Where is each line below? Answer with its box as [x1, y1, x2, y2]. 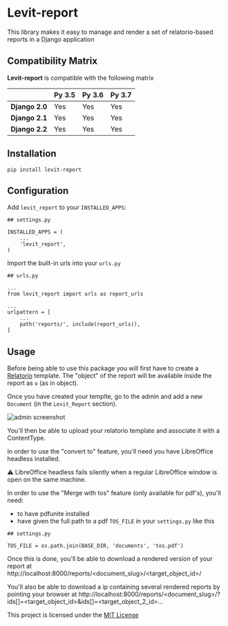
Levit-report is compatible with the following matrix [7, 73, 154, 82]
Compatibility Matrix [7, 55, 98, 67]
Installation [7, 147, 57, 160]
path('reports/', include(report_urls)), [19, 321, 140, 328]
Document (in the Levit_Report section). [7, 400, 117, 408]
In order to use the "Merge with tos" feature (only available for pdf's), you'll [7, 489, 221, 497]
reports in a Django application [7, 35, 95, 43]
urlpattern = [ [7, 309, 51, 316]
